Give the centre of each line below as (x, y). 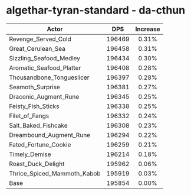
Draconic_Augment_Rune (44, 96)
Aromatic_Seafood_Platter (45, 67)
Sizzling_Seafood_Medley (45, 58)
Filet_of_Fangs (29, 116)
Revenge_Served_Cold (40, 39)
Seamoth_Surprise (34, 87)
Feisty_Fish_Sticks (34, 106)
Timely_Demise (30, 154)
